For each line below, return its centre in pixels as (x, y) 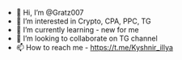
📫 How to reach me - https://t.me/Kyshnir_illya (95, 47)
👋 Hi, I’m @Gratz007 (50, 13)
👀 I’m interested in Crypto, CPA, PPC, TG (83, 21)
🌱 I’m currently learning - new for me (77, 30)
